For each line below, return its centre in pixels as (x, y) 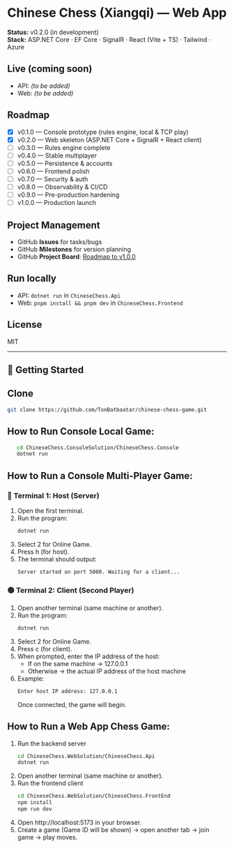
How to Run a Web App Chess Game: (89, 727)
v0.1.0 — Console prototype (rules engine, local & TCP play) (103, 132)
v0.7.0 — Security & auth (53, 179)
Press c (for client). (45, 649)
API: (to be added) (44, 86)
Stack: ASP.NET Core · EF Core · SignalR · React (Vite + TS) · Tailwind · (109, 39)
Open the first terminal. (50, 510)
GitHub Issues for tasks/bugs (60, 242)
